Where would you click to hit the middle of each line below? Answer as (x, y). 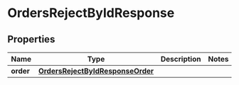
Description (181, 59)
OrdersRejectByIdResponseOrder (96, 71)
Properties (31, 39)
